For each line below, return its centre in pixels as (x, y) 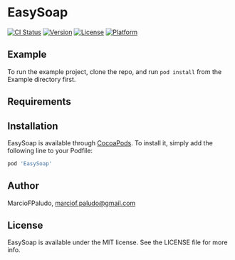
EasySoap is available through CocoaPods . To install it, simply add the (110, 142)
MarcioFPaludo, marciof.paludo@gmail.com (72, 203)
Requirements (39, 102)
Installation (33, 126)
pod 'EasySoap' (30, 163)
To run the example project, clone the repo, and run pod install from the (115, 71)
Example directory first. (42, 79)
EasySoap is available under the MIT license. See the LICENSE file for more (117, 242)
